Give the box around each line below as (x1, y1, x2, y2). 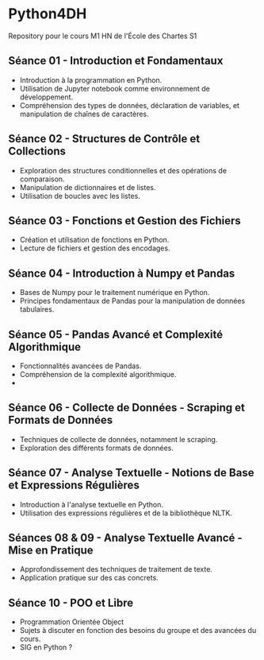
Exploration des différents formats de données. (19, 443, 174, 452)
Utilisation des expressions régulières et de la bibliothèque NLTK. (19, 508, 232, 518)
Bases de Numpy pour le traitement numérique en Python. (19, 288, 210, 297)
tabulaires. (19, 305, 55, 314)
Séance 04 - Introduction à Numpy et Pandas (8, 266, 235, 280)
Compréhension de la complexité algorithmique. (19, 370, 177, 379)
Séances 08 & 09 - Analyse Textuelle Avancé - (8, 531, 243, 545)
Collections (8, 145, 66, 158)
